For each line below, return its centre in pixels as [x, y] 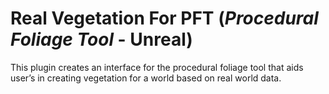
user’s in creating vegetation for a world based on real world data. [146, 78]
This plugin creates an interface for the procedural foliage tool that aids [157, 67]
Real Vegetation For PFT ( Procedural [164, 18]
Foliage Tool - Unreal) [101, 39]
